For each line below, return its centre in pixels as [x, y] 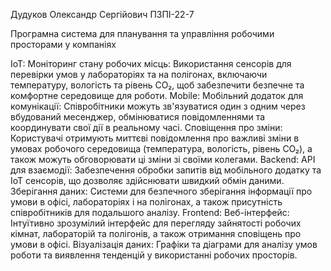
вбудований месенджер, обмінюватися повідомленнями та [138, 117]
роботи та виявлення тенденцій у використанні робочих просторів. [154, 255]
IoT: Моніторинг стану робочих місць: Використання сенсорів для [151, 63]
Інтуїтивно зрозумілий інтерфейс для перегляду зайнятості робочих [156, 223]
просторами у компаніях [63, 44]
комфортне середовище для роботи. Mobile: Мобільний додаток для [157, 95]
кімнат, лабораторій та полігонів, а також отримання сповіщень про [156, 233]
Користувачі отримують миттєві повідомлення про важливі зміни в [155, 138]
